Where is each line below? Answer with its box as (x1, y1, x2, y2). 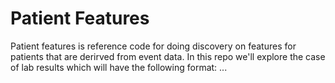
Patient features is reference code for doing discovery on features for (10, 40, 297, 52)
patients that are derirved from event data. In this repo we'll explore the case (10, 50, 326, 62)
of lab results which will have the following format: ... (10, 61, 228, 73)
